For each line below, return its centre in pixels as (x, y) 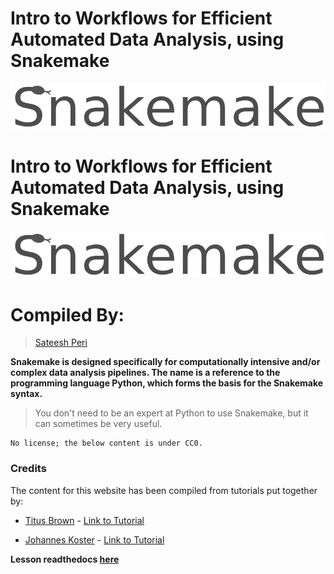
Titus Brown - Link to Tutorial (84, 520)
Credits (28, 469)
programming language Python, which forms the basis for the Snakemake (167, 383)
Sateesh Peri (61, 343)
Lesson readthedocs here (65, 559)
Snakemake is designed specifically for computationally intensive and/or (165, 362)
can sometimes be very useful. (98, 424)
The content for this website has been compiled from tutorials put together (164, 490)
